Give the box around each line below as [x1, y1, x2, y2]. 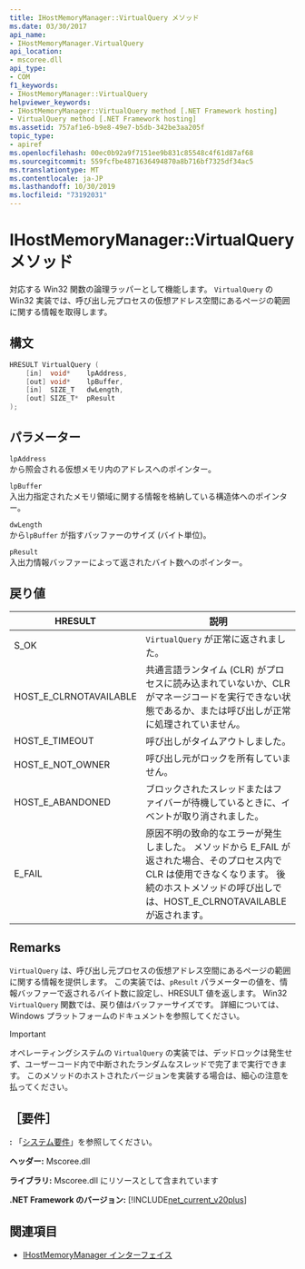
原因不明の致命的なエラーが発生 [145, 827, 283, 839]
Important [9, 1028, 46, 1040]
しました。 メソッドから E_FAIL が [145, 840, 290, 853]
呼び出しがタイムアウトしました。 [145, 735, 291, 748]
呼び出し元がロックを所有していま [145, 751, 291, 764]
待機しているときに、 [190, 796, 281, 808]
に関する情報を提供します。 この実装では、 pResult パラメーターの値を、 [9, 977, 280, 987]
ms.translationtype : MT [9, 165, 100, 174]
